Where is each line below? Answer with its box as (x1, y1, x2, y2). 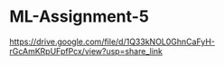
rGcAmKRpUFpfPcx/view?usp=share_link (9, 45, 163, 56)
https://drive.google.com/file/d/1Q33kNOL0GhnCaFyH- (9, 36, 215, 47)
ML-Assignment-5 (9, 6, 149, 27)
